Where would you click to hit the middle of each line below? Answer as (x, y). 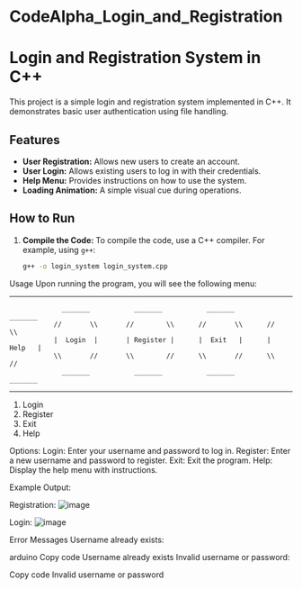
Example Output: (40, 487)
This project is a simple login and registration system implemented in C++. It (151, 102)
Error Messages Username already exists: (87, 539)
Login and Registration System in (135, 58)
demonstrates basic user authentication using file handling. (119, 112)
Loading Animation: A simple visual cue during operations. (132, 190)
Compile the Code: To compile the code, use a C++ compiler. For (143, 240)
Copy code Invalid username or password (87, 575)
